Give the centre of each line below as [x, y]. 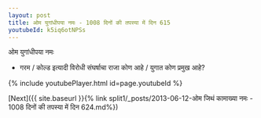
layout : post [29, 15]
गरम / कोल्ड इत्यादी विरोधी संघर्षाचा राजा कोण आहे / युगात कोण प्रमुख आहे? [112, 68]
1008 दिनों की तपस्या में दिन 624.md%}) [63, 107]
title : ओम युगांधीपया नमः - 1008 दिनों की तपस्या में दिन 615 [89, 23]
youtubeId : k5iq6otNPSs [47, 30]
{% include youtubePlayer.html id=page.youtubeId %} [96, 84]
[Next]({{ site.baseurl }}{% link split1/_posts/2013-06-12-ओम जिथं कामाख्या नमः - [130, 98]
